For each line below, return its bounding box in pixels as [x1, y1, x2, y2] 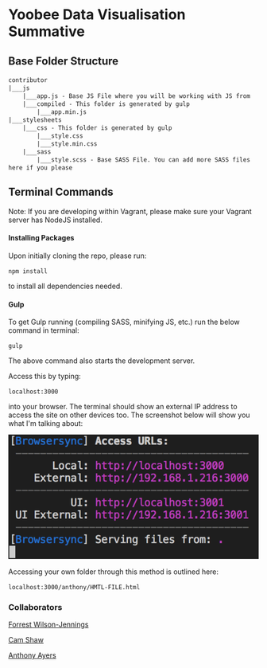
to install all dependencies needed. [8, 281, 123, 291]
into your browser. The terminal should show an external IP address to [8, 402, 238, 412]
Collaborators [8, 601, 63, 612]
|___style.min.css [37, 140, 98, 148]
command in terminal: [8, 326, 79, 335]
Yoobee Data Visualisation [8, 6, 186, 24]
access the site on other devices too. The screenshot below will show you [8, 410, 250, 420]
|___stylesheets [8, 116, 62, 124]
